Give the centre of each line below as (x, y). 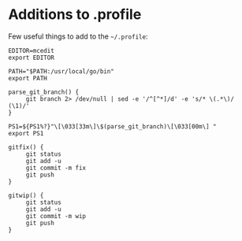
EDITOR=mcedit (32, 50)
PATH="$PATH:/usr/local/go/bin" (61, 71)
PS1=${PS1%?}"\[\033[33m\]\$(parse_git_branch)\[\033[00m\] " (112, 126)
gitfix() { (26, 147)
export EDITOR (32, 57)
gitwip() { (26, 195)
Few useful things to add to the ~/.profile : (78, 36)
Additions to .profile (75, 15)
